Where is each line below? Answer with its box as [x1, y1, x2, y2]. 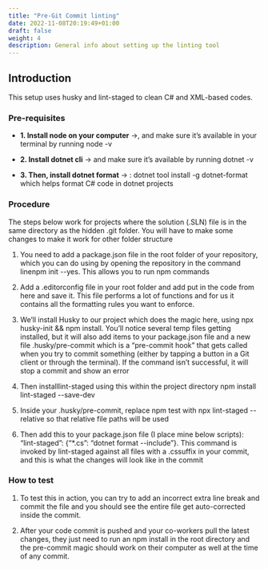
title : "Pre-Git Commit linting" [8, 11, 120, 20]
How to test [8, 474, 54, 486]
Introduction [8, 71, 72, 85]
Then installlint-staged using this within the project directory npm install [19, 381, 257, 391]
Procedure [8, 199, 50, 210]
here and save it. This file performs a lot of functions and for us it [19, 290, 234, 301]
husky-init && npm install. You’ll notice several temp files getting [19, 323, 231, 333]
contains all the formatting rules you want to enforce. [19, 299, 194, 309]
